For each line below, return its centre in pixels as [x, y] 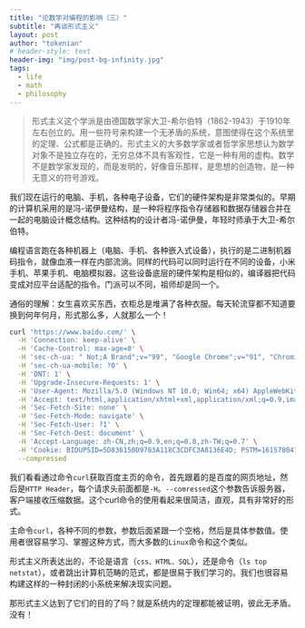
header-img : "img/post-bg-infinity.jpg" [87, 60]
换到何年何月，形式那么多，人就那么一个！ [89, 315]
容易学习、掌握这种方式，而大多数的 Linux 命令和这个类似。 [143, 542]
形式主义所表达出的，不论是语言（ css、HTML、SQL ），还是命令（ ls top [138, 561]
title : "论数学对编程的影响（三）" [69, 18]
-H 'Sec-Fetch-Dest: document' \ [81, 433]
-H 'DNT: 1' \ [44, 374]
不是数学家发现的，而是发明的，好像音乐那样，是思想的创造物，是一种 [163, 166]
